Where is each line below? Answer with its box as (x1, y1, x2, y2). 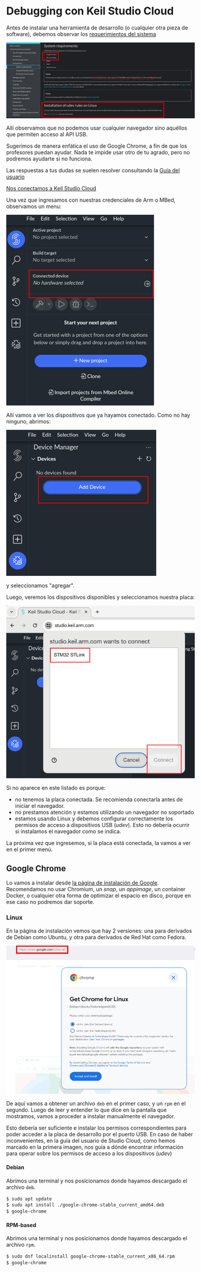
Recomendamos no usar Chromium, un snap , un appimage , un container (6, 886, 186, 893)
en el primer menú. (6, 846, 53, 853)
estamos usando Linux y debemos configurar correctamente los (14, 815, 173, 822)
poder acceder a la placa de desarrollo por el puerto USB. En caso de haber (6, 1131, 193, 1138)
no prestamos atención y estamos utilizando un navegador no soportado (14, 809, 194, 816)
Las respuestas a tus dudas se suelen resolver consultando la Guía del (6, 167, 180, 174)
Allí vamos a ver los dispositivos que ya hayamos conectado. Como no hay (6, 411, 190, 419)
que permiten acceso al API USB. (6, 131, 88, 138)
